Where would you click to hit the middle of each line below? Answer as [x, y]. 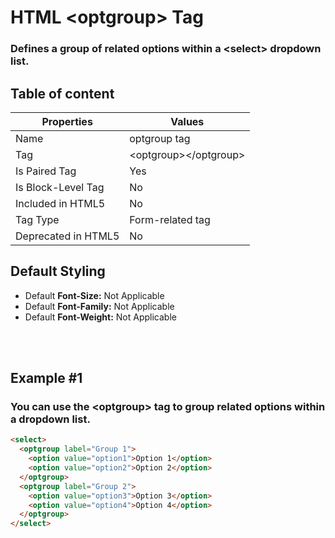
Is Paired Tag [46, 171]
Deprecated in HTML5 [67, 236]
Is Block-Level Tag [60, 187]
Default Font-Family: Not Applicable [99, 306]
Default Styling [58, 271]
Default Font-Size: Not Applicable [94, 295]
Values [187, 121]
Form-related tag [170, 219]
